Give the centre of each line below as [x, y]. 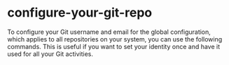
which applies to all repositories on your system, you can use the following [115, 39]
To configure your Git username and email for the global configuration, [109, 32]
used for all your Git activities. [50, 54]
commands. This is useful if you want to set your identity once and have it [114, 46]
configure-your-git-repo [80, 13]
